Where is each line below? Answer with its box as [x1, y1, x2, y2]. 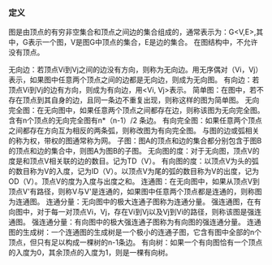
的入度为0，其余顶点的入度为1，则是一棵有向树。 [8, 248, 173, 258]
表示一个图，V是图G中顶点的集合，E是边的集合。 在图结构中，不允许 [28, 37, 258, 47]
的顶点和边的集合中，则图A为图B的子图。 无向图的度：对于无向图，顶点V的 [8, 146, 260, 156]
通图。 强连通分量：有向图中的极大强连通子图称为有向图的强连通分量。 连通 [8, 217, 261, 227]
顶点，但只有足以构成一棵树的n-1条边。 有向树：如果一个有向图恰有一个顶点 [8, 237, 263, 247]
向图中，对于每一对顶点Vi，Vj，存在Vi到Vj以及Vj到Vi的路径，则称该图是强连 [8, 207, 262, 217]
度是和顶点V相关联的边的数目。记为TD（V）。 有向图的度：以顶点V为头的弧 [8, 156, 260, 166]
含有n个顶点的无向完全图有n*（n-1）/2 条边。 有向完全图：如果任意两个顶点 [8, 115, 262, 125]
